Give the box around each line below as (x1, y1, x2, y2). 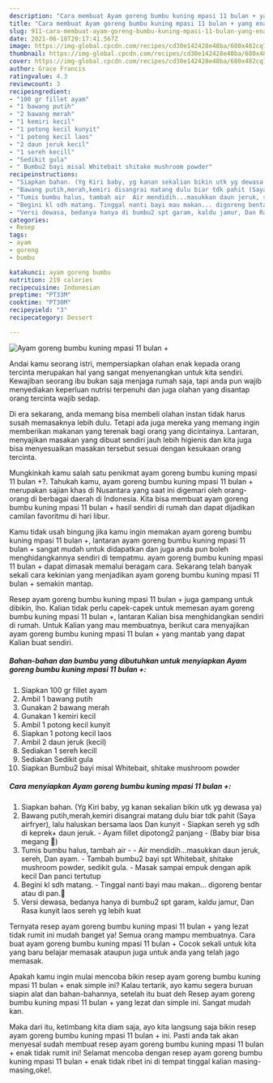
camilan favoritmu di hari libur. (9, 511, 110, 521)
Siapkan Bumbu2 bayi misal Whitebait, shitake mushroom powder (20, 763, 240, 773)
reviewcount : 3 (9, 80, 61, 88)
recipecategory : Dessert (9, 314, 93, 322)
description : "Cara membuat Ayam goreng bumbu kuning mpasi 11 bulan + (9, 11, 256, 20)
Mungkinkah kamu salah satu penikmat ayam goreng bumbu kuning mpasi (9, 468, 258, 478)
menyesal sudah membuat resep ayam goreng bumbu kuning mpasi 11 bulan (9, 1039, 264, 1049)
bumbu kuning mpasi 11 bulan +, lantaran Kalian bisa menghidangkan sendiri (9, 611, 264, 622)
